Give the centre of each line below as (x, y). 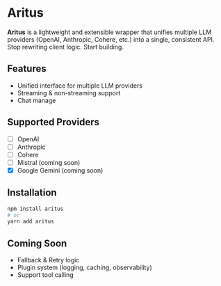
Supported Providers (53, 122)
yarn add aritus (31, 222)
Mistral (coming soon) (49, 162)
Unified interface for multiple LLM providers (80, 86)
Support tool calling (46, 275)
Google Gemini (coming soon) (60, 170)
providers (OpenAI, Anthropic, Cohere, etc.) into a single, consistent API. (111, 39)
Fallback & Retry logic (48, 260)
